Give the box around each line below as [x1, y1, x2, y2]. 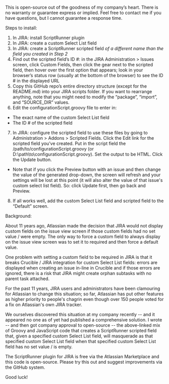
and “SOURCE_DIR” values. [12, 99, 70, 105]
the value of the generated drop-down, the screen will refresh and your [12, 172, 161, 178]
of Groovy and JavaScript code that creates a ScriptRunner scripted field [5, 328, 157, 333]
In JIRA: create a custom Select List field [12, 40, 97, 46]
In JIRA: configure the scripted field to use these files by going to [12, 130, 148, 136]
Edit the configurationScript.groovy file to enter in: [12, 105, 117, 110]
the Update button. [12, 157, 52, 163]
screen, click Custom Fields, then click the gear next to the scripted [12, 62, 153, 67]
